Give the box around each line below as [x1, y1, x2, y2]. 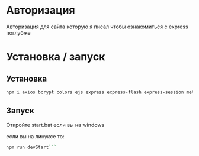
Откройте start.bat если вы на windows [6, 121, 105, 128]
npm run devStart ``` [6, 144, 57, 150]
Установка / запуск [6, 50, 105, 64]
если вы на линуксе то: [6, 132, 65, 139]
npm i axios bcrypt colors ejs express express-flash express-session [6, 89, 184, 95]
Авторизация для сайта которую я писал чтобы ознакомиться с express [6, 23, 188, 30]
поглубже [6, 29, 31, 36]
